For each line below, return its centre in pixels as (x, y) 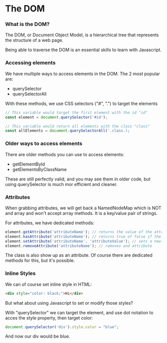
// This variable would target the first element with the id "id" (77, 112)
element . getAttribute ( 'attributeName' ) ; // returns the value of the (79, 232)
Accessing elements (30, 63)
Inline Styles (20, 273)
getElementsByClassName (40, 169)
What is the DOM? (27, 24)
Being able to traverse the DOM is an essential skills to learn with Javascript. (83, 50)
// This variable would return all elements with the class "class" (78, 126)
